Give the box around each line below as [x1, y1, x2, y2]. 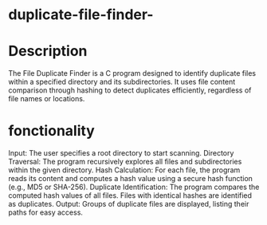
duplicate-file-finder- [8, 6, 154, 24]
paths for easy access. [8, 207, 84, 217]
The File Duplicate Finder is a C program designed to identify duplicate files [8, 69, 257, 78]
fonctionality [8, 122, 96, 140]
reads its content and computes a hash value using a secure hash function [8, 174, 253, 184]
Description [8, 42, 88, 61]
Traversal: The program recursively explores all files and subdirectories [8, 157, 242, 167]
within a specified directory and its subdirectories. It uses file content [8, 77, 236, 87]
